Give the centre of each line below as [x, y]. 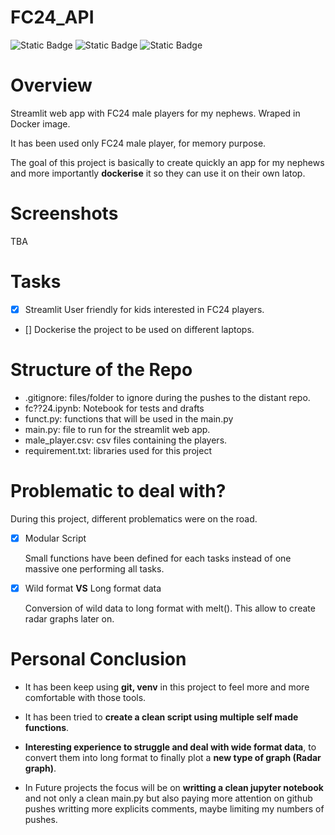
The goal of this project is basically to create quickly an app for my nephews [167, 162]
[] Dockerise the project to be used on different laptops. [139, 329]
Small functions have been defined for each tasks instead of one [158, 558]
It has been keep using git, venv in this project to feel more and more [167, 687]
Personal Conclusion [98, 659]
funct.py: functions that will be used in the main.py [129, 418]
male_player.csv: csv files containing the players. [126, 440]
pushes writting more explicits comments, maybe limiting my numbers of [174, 808]
